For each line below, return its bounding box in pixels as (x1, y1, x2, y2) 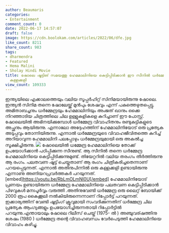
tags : (5, 49, 17, 54)
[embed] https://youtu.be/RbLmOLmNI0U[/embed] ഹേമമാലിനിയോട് (5, 176, 147, 182)
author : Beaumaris (5, 7, 44, 13)
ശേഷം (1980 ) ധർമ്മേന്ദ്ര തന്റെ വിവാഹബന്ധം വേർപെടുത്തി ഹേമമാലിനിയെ (5, 215, 162, 221)
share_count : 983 (5, 45, 42, 50)
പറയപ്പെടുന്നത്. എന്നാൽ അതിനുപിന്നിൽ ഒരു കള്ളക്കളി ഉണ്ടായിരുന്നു (5, 165, 147, 171)
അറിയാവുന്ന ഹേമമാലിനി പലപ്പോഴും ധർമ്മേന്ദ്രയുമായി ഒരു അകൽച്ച (5, 135, 143, 141)
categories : (5, 12, 30, 17)
